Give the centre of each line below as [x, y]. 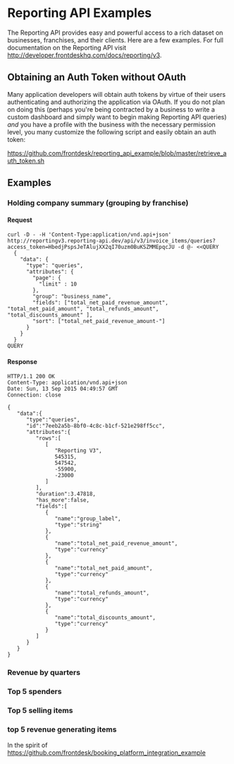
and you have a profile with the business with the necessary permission [112, 124]
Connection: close [34, 395]
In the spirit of [27, 745]
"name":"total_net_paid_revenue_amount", [116, 543]
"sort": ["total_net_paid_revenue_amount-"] [99, 322]
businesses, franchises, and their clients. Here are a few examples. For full [116, 40]
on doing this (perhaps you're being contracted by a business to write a [111, 109]
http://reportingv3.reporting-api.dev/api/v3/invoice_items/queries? [112, 241]
